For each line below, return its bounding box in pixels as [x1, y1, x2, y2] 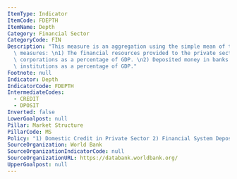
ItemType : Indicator [7, 10, 68, 18]
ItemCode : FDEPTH [7, 17, 59, 24]
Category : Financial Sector [7, 30, 90, 37]
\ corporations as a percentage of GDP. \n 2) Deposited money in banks [13, 56, 229, 63]
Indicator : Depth [7, 75, 59, 83]
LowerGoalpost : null [7, 115, 68, 122]
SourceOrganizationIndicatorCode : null [7, 148, 125, 155]
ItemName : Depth [7, 23, 55, 30]
